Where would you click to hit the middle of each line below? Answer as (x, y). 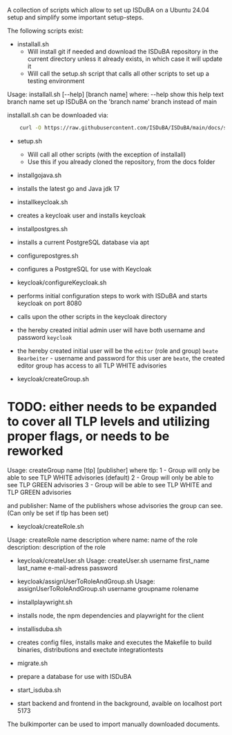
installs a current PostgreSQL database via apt (83, 242)
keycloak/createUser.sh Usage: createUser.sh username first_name (113, 561)
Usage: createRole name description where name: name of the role (103, 540)
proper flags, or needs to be (88, 436)
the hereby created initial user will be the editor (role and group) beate (118, 351)
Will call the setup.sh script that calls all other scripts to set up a (118, 73)
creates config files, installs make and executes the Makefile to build (114, 642)
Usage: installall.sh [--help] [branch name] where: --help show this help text (116, 94)
